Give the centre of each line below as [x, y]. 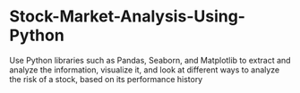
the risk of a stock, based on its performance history [106, 79]
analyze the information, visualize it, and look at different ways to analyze [145, 70]
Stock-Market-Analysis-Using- [128, 17]
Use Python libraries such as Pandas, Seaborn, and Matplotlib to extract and [150, 60]
